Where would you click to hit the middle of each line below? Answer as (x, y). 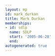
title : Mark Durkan (25, 19)
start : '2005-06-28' (30, 37)
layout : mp (16, 9)
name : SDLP (21, 32)
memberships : (18, 23)
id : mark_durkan (22, 14)
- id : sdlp (16, 28)
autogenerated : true (26, 46)
